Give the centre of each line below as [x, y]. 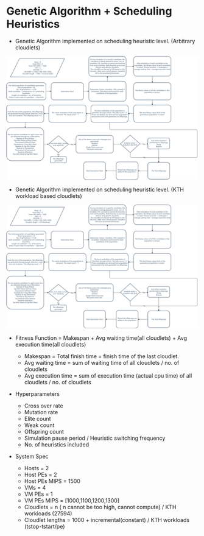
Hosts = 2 [37, 468]
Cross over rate [44, 406]
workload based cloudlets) [48, 196]
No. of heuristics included [57, 444]
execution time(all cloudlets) [51, 344]
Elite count [37, 418]
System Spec [32, 456]
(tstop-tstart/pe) [44, 526]
